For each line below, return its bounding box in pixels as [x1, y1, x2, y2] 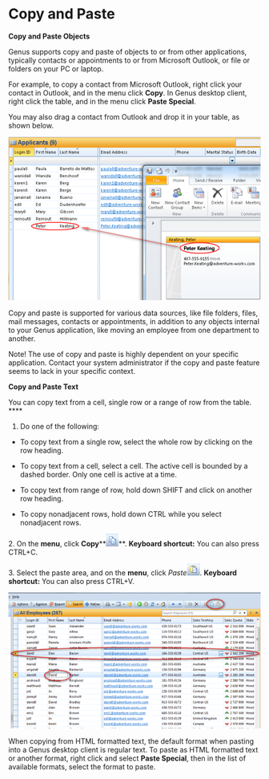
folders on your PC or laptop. [8, 63, 104, 73]
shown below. [8, 120, 54, 130]
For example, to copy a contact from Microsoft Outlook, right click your [8, 79, 243, 89]
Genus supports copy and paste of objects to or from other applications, [8, 47, 247, 56]
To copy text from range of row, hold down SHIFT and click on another [19, 485, 253, 494]
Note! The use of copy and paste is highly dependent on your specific [8, 349, 239, 359]
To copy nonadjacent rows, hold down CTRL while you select [19, 509, 222, 518]
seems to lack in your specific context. [8, 366, 136, 375]
